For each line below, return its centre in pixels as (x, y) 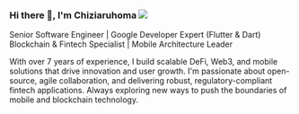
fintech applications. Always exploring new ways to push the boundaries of (148, 91)
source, (23, 81)
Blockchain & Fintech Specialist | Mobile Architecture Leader (121, 44)
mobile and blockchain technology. (74, 100)
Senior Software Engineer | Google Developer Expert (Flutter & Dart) (135, 35)
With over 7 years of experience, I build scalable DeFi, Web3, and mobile (144, 62)
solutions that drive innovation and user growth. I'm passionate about (137, 71)
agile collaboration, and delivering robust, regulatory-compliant (156, 81)
